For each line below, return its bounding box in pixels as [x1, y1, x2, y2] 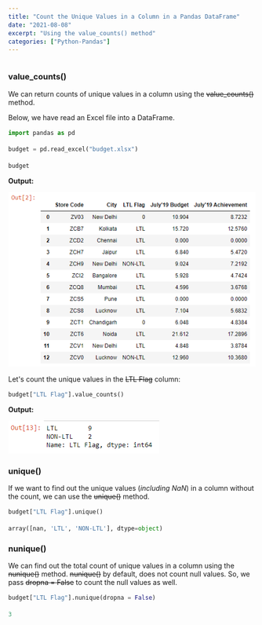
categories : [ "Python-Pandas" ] [8, 38, 111, 46]
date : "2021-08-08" [8, 20, 72, 29]
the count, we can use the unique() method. [8, 492, 151, 502]
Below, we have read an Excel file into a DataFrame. [8, 112, 175, 122]
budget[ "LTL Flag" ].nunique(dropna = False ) [8, 594, 156, 602]
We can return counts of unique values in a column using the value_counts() [8, 89, 254, 98]
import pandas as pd [8, 129, 76, 137]
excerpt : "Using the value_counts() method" [8, 29, 156, 37]
